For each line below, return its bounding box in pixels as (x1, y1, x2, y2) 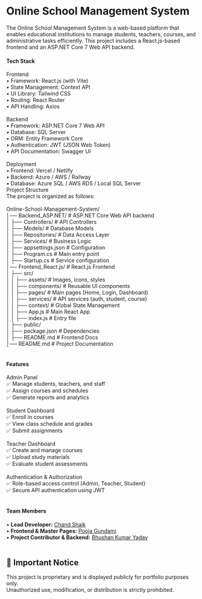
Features (6, 360, 29, 368)
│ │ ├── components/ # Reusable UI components (6, 283, 130, 290)
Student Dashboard (6, 407, 55, 414)
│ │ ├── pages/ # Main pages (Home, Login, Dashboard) (6, 289, 149, 296)
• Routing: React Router (6, 97, 65, 104)
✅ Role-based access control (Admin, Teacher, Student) (6, 480, 146, 487)
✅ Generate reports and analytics (6, 394, 89, 401)
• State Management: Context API (6, 83, 90, 91)
